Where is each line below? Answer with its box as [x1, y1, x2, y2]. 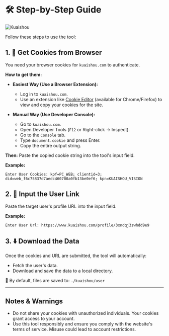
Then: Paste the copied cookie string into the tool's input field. [5, 152, 135, 158]
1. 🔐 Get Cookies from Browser [5, 48, 102, 57]
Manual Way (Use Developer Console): [12, 111, 96, 117]
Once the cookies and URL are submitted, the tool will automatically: [5, 253, 147, 259]
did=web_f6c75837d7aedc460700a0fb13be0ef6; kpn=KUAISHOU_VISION [5, 176, 143, 181]
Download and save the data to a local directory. [12, 268, 113, 274]
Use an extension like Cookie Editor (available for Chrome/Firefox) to [20, 96, 162, 102]
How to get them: [5, 71, 42, 77]
